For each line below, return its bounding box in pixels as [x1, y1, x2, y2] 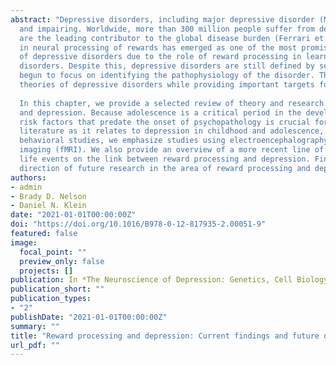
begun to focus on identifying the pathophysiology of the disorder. [19, 71, 315, 81]
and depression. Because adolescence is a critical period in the [19, 107, 302, 118]
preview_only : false [19, 256, 105, 266]
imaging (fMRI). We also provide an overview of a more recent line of [19, 145, 325, 155]
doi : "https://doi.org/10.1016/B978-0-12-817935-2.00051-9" [10, 219, 267, 230]
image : [10, 237, 38, 248]
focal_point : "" [19, 247, 87, 257]
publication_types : [10, 294, 92, 304]
